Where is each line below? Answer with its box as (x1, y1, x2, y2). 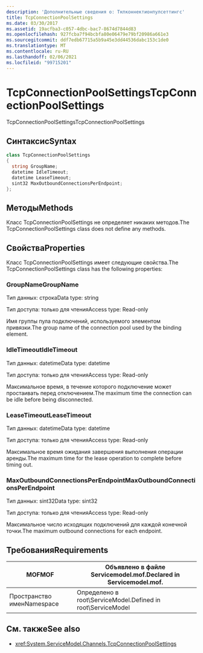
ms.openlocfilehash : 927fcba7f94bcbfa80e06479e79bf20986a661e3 (6, 31, 169, 38)
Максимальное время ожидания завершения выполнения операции (6, 448, 183, 455)
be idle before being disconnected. (6, 396, 94, 403)
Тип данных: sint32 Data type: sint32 (6, 497, 98, 505)
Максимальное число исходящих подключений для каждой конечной (6, 521, 187, 528)
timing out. (6, 461, 33, 468)
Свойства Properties (6, 243, 86, 253)
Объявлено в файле (105, 563, 166, 571)
